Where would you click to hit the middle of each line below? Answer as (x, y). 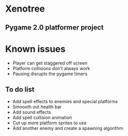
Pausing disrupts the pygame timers (50, 74)
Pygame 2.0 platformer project (54, 27)
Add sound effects (32, 112)
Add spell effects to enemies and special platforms (65, 102)
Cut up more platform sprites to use (49, 123)
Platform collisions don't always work (51, 68)
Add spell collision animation (42, 118)
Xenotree (25, 9)
